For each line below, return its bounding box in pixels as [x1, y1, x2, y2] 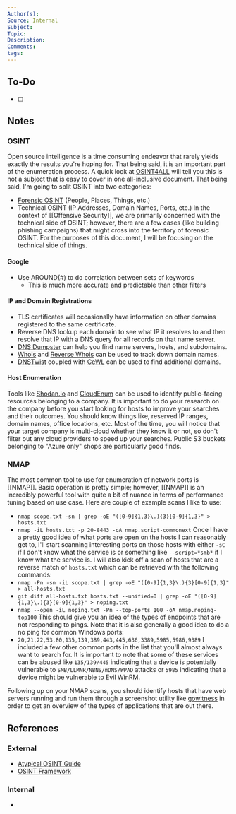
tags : [7, 50, 23, 57]
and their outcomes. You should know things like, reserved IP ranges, [7, 411, 209, 420]
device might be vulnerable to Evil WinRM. [17, 673, 141, 682]
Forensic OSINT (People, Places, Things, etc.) [17, 196, 151, 205]
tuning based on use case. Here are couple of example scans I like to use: [7, 498, 222, 507]
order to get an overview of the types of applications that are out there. [7, 702, 213, 710]
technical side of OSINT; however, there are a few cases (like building [17, 218, 220, 227]
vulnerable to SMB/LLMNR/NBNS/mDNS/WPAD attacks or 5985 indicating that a [17, 666, 227, 674]
